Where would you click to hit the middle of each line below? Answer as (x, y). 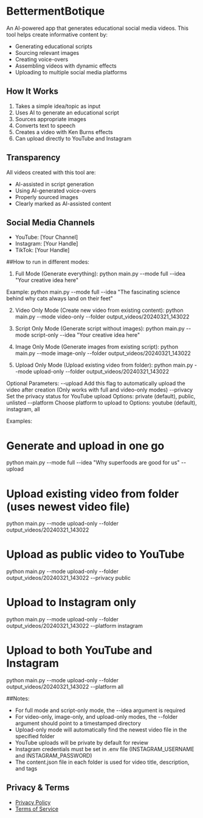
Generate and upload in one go (85, 446)
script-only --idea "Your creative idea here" (86, 335)
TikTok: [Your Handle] (42, 250)
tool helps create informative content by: (57, 34)
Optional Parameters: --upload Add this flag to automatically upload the (96, 383)
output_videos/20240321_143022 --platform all (65, 687)
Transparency (33, 157)
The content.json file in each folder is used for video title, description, (102, 762)
